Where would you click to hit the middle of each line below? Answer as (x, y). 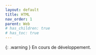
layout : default (22, 10)
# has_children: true (28, 28)
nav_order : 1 (19, 19)
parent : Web (17, 24)
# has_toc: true (22, 33)
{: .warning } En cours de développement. (48, 47)
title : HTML (17, 14)
